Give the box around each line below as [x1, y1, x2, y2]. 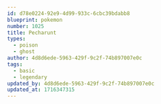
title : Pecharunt [7, 29, 57, 36]
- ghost [13, 49, 36, 55]
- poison [13, 42, 38, 49]
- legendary [13, 73, 48, 81]
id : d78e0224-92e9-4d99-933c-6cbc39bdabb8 [7, 10, 130, 17]
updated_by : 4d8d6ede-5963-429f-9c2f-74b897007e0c [7, 80, 155, 87]
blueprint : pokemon [7, 16, 63, 23]
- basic [13, 67, 36, 74]
